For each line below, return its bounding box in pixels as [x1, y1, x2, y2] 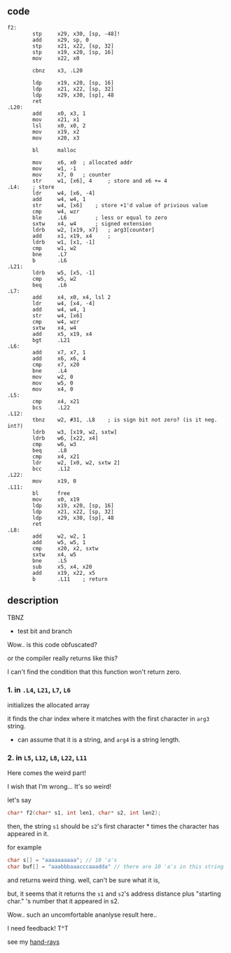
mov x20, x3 [32, 134, 80, 141]
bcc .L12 [32, 465, 71, 472]
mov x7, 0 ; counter [32, 171, 111, 178]
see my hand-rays [7, 938, 60, 946]
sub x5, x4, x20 [32, 563, 92, 570]
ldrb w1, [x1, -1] [32, 238, 96, 246]
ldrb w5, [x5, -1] [32, 269, 96, 276]
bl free [32, 489, 71, 496]
